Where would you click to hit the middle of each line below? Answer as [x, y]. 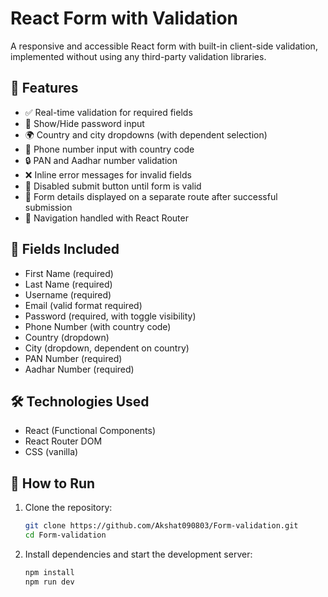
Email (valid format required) [83, 305]
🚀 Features [44, 88]
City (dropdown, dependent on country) [107, 348]
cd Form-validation [65, 535]
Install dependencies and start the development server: [138, 554]
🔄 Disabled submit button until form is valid [113, 186]
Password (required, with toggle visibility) [110, 316]
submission [48, 207]
